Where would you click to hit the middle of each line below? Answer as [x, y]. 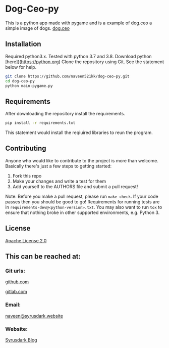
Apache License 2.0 [26, 240]
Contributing [26, 148]
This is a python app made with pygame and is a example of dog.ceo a [79, 23]
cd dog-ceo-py [20, 81]
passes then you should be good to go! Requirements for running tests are [82, 202]
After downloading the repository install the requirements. [65, 114]
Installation [23, 44]
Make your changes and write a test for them [59, 181]
